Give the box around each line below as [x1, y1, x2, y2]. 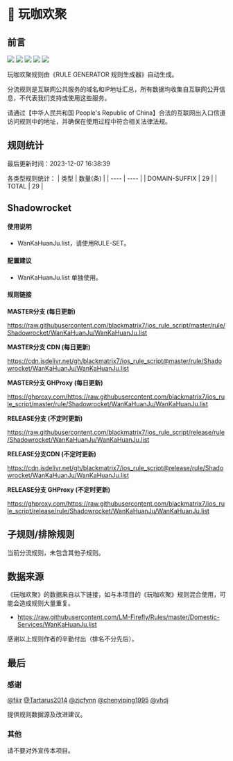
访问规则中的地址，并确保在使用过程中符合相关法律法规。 [7, 118, 171, 125]
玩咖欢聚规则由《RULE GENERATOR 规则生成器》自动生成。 [7, 70, 178, 79]
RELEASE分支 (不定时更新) [7, 414, 83, 422]
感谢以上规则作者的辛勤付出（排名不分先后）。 [7, 634, 138, 643]
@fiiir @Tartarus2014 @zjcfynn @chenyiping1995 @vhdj [7, 696, 169, 705]
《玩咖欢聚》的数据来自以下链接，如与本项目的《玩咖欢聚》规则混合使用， [7, 591, 220, 599]
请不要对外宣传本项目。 [7, 746, 74, 755]
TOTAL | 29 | [7, 182, 44, 190]
